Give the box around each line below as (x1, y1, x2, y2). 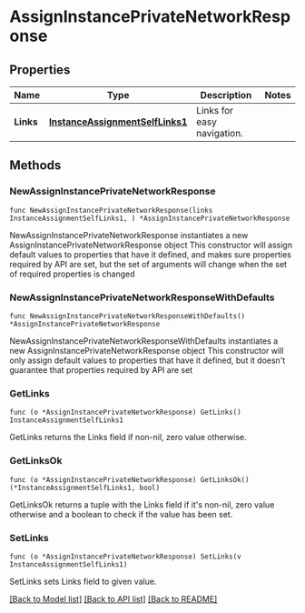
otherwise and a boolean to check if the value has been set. (9, 508, 233, 519)
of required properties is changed (9, 268, 135, 279)
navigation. (196, 127, 243, 139)
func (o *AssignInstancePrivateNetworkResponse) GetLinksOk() (9, 475, 250, 484)
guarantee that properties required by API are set (9, 364, 193, 375)
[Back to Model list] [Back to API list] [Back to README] (9, 593, 218, 604)
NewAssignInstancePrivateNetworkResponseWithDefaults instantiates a (9, 335, 279, 347)
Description (200, 89, 252, 101)
